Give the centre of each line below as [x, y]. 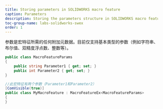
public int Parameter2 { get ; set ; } [52, 71]
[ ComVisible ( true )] [25, 88]
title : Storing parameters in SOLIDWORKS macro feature [63, 9]
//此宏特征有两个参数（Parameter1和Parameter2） [51, 84]
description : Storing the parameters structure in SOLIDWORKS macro [76, 18]
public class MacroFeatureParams [39, 57]
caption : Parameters [26, 14]
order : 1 [14, 28]
